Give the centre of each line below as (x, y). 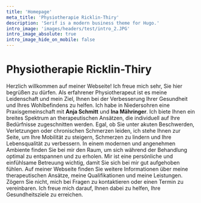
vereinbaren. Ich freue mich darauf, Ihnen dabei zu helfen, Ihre (83, 188)
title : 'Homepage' (29, 12)
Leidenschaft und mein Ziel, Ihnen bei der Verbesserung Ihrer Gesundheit (97, 98)
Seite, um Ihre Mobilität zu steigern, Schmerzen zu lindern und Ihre (89, 137)
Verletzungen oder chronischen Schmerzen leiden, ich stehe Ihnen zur (94, 130)
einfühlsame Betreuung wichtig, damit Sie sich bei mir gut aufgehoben (93, 162)
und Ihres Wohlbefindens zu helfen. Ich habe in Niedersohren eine (88, 105)
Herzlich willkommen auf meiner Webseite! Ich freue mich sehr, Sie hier (94, 86)
